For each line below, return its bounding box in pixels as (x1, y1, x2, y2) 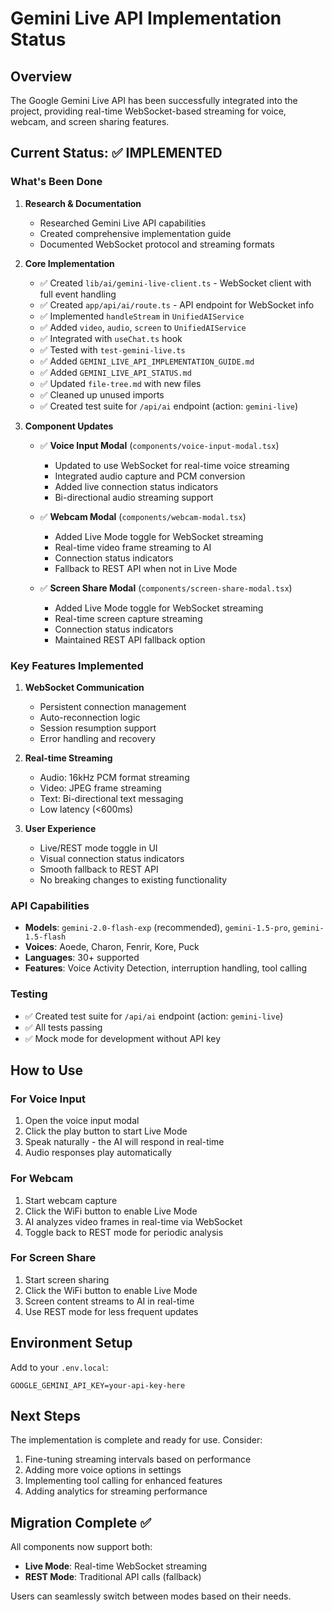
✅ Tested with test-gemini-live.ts (39, 343, 186, 356)
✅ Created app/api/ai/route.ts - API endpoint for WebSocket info (39, 298, 315, 311)
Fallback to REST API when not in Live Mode (54, 562, 238, 574)
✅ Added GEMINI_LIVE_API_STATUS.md (39, 366, 192, 378)
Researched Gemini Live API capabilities (39, 217, 207, 229)
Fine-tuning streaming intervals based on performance (24, 1453, 252, 1466)
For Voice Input (10, 1092, 86, 1106)
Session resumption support (39, 722, 157, 734)
